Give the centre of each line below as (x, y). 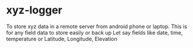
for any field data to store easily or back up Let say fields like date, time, (94, 32)
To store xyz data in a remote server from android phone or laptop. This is (97, 26)
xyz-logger (34, 10)
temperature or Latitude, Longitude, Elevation (62, 39)
